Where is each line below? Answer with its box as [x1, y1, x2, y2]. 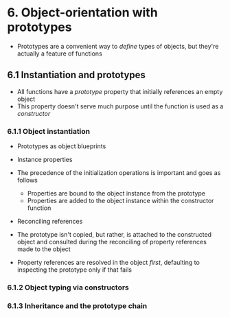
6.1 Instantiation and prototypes [7, 69, 146, 81]
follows [16, 176, 38, 185]
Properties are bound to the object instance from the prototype [27, 189, 206, 198]
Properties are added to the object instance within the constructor [27, 197, 214, 205]
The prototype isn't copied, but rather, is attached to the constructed [16, 231, 211, 239]
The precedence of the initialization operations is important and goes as [16, 169, 221, 177]
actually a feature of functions [16, 49, 103, 58]
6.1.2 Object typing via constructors [7, 283, 129, 292]
